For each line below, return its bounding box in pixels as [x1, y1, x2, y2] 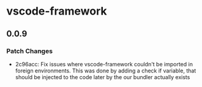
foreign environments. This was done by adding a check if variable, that [15, 67, 196, 74]
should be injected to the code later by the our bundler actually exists [15, 73, 190, 80]
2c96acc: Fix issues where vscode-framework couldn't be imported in [15, 60, 193, 68]
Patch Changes [6, 47, 53, 55]
